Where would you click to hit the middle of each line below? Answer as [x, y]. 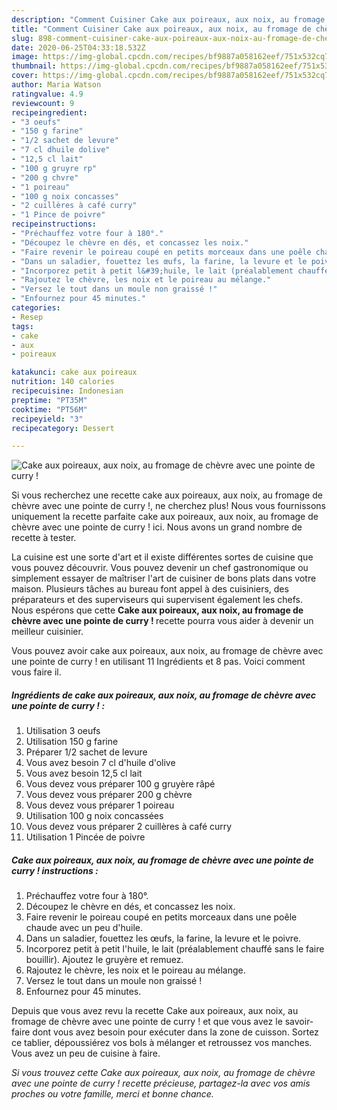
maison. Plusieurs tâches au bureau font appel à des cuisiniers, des [150, 589]
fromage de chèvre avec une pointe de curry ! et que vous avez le [147, 1022]
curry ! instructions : [55, 870]
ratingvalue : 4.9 [47, 94]
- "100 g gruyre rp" [54, 168]
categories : [36, 308]
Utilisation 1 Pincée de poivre [85, 837]
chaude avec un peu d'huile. [84, 928]
